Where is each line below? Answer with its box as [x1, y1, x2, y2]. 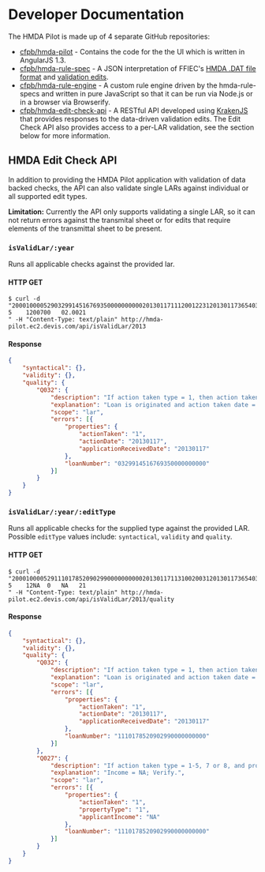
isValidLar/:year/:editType [8, 508, 116, 517]
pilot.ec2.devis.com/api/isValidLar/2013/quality [8, 595, 175, 603]
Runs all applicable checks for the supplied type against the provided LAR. [8, 524, 250, 533]
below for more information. [19, 130, 110, 140]
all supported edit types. [8, 191, 88, 201]
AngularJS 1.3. [19, 55, 66, 65]
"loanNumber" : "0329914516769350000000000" [64, 460, 211, 468]
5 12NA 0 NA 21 [8, 581, 87, 589]
